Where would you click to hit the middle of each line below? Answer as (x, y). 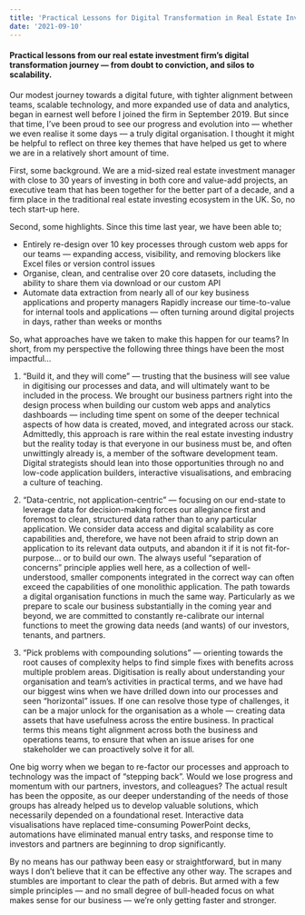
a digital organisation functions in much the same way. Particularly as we (158, 596)
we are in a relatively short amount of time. (89, 153)
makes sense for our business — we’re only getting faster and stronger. (143, 900)
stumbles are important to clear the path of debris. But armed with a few (144, 880)
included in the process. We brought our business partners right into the (157, 395)
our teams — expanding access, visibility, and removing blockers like (152, 254)
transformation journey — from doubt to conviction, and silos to (132, 65)
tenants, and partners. (64, 635)
